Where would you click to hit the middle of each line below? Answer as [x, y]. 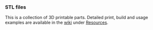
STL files [16, 7]
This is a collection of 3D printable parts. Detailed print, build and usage [77, 18]
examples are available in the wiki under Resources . [57, 22]
